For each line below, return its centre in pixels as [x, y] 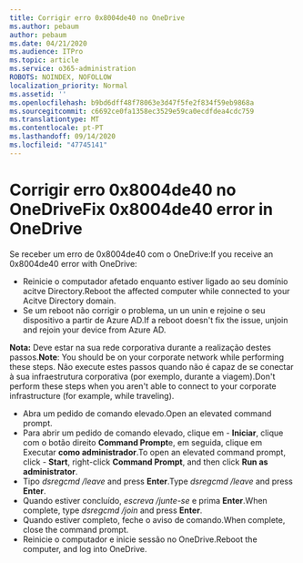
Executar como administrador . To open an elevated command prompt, [154, 452]
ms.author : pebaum [44, 26]
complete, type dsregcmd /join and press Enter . [112, 510]
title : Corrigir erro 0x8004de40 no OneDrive [97, 18]
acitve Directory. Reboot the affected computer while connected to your [156, 291]
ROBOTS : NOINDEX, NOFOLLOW [61, 77]
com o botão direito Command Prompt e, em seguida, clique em [142, 442]
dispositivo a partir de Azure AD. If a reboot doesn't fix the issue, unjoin [155, 320]
